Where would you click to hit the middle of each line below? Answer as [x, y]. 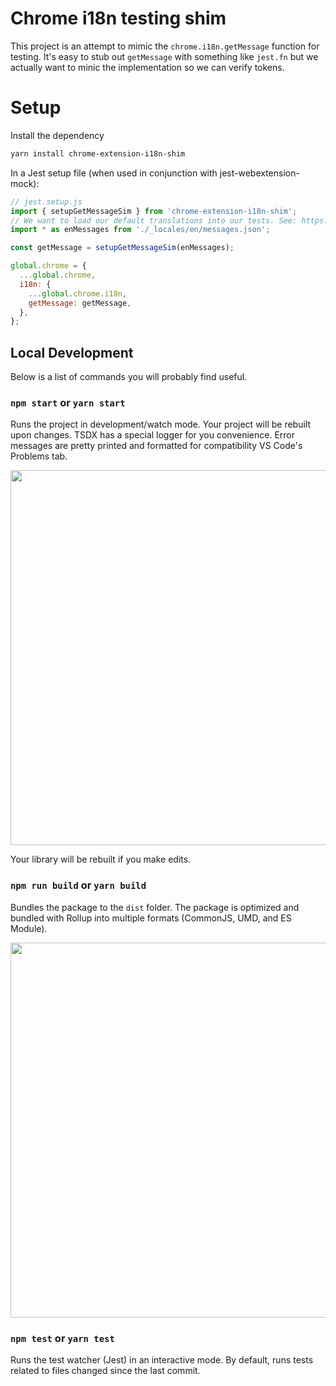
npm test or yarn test [62, 1338]
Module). [29, 928]
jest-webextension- [259, 173]
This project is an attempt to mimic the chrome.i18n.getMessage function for [165, 46]
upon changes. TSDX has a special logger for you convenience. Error [153, 435]
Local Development [72, 352]
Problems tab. [39, 456]
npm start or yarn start [68, 402]
